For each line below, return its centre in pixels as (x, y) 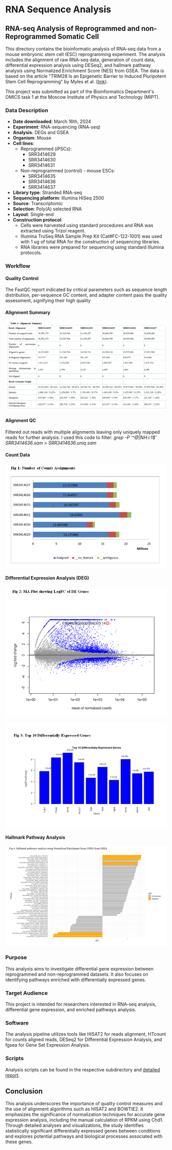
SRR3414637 (42, 187)
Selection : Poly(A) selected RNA (47, 209)
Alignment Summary (28, 313)
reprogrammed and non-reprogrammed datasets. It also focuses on (77, 974)
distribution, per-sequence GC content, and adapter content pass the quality (86, 295)
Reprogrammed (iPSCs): (46, 149)
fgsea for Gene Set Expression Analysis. (48, 1045)
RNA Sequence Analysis (58, 10)
